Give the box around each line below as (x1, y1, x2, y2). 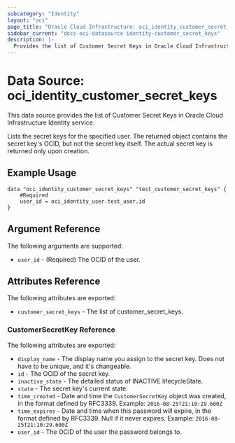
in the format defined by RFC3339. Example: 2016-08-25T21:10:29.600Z (17, 399, 222, 407)
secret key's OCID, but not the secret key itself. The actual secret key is (7, 139, 213, 148)
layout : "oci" (7, 17, 49, 24)
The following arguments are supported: (7, 241, 124, 250)
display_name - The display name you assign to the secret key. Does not (17, 354, 225, 363)
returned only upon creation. (7, 146, 90, 155)
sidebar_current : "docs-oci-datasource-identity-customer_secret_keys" (7, 29, 220, 37)
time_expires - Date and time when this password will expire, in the (17, 407, 212, 415)
